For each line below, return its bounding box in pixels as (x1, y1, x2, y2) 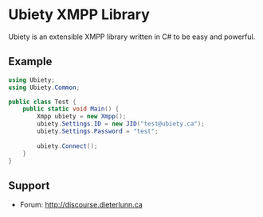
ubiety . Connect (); (37, 141, 98, 150)
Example (8, 55, 53, 68)
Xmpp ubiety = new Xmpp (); (37, 113, 127, 121)
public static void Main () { (22, 105, 120, 113)
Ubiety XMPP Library (8, 6, 150, 24)
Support (8, 179, 50, 192)
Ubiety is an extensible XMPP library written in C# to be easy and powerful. (8, 32, 256, 41)
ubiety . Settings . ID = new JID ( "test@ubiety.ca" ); (37, 120, 205, 128)
